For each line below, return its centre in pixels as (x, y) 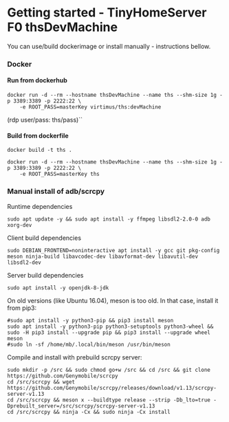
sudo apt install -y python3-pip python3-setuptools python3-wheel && (110, 326)
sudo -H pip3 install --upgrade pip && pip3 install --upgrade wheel (109, 332)
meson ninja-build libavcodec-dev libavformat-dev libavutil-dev (102, 256)
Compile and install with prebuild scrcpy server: (75, 357)
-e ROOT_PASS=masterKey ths (59, 174)
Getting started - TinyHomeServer (107, 13)
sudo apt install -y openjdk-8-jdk (58, 288)
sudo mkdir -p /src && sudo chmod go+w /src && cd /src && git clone (109, 370)
